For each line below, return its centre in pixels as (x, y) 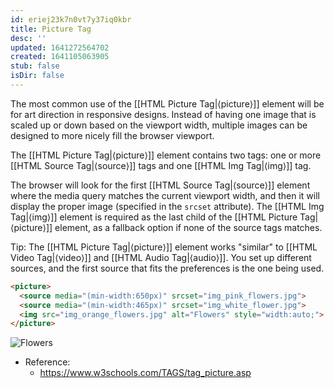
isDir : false (37, 76)
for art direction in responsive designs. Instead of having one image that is (163, 114)
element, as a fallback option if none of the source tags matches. (188, 227)
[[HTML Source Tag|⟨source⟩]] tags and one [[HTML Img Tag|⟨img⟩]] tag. (161, 165)
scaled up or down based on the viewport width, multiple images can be (159, 125)
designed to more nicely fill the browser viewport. (112, 135)
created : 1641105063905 (60, 57)
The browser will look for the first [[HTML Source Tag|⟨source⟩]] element (160, 185)
